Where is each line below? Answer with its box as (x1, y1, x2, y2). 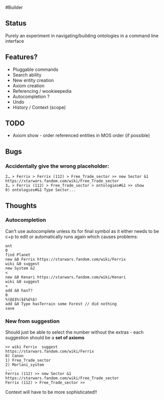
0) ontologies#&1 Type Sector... (5, 188, 76, 193)
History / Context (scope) (12, 104, 66, 110)
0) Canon (5, 354, 24, 359)
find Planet (5, 252, 30, 257)
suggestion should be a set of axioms (5, 335, 85, 341)
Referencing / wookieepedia (12, 88, 72, 94)
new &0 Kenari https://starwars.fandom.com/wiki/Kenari (5, 275, 126, 280)
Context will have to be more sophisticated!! (5, 389, 97, 395)
